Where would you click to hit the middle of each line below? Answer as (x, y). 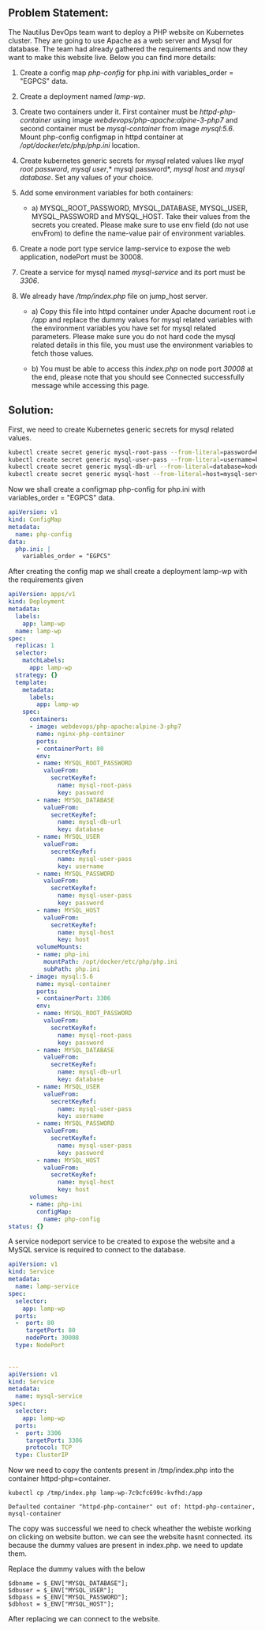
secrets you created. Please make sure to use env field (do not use (140, 225)
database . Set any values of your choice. (86, 177)
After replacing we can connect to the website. (84, 1619)
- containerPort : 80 (70, 749)
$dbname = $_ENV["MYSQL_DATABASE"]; (68, 1584)
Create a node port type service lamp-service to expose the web (125, 248)
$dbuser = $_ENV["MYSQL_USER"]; (61, 1591)
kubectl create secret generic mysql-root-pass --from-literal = (116, 452)
